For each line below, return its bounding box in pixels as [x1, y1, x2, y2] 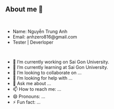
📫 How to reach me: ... [12, 86, 62, 92]
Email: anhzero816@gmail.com [12, 33, 77, 40]
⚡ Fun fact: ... [12, 99, 41, 105]
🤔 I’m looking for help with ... [12, 75, 73, 81]
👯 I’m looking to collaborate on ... [12, 69, 82, 76]
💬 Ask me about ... [12, 80, 51, 86]
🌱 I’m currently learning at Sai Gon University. [12, 64, 108, 70]
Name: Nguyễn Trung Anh [12, 28, 68, 34]
